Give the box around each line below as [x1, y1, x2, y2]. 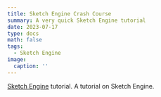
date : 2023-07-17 [7, 23, 58, 30]
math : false [7, 37, 42, 44]
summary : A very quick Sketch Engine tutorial [7, 17, 146, 24]
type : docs [7, 30, 39, 37]
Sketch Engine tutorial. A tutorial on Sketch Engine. [7, 82, 155, 90]
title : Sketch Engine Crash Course [7, 10, 112, 18]
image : [7, 56, 27, 63]
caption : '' [13, 63, 49, 70]
